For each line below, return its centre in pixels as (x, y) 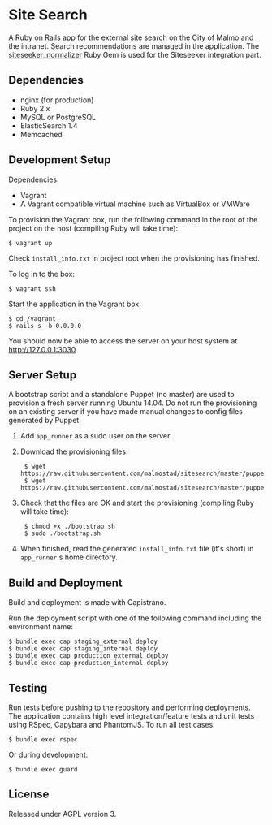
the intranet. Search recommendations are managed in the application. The (134, 45)
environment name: (41, 627)
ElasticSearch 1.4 (49, 125)
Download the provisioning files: (74, 451)
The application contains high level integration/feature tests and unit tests (132, 716)
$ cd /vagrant (32, 318)
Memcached (41, 134)
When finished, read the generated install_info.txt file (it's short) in (137, 549)
